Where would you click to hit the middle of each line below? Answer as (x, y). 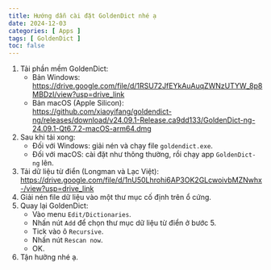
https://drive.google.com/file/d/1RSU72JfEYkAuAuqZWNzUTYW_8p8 (147, 86)
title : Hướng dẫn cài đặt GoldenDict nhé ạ (83, 16)
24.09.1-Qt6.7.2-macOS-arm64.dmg (92, 129)
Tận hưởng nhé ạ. (49, 257)
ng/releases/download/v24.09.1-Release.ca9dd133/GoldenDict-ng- (144, 120)
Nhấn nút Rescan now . (67, 240)
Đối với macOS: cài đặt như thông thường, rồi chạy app (123, 155)
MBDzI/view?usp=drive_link (78, 94)
